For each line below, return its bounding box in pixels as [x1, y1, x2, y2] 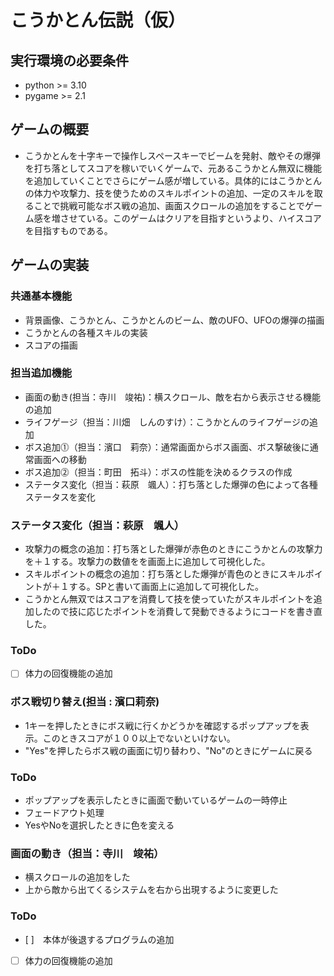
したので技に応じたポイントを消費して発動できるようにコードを [33, 606, 297, 618]
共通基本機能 [10, 289, 73, 303]
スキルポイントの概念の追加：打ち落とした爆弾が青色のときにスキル [24, 568, 306, 580]
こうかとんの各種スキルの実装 [24, 326, 148, 338]
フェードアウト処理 [24, 807, 105, 819]
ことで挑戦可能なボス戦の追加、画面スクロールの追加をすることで [33, 199, 305, 211]
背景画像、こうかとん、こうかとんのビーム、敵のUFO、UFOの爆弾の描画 [24, 314, 325, 326]
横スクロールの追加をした [24, 871, 131, 883]
